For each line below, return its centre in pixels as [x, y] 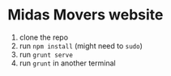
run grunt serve [46, 54]
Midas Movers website [85, 15]
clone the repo [44, 37]
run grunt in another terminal [67, 63]
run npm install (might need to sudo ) [81, 45]
